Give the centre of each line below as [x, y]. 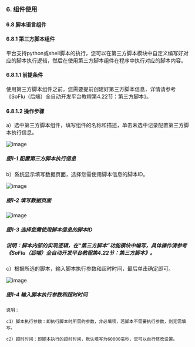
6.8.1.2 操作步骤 [26, 111]
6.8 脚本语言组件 [26, 24]
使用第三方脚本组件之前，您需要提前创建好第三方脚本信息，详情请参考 [91, 89]
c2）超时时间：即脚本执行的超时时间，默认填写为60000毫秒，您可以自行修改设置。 [92, 339]
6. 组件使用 [22, 9]
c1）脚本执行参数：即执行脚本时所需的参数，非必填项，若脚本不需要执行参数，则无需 [94, 322]
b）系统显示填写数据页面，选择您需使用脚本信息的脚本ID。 [77, 174]
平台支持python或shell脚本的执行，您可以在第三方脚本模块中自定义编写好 [95, 53]
